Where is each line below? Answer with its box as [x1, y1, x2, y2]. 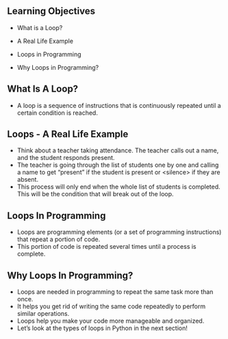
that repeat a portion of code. [16, 235, 101, 243]
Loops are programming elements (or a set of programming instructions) [16, 228, 222, 236]
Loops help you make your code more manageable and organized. [16, 317, 205, 325]
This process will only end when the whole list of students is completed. [16, 182, 220, 191]
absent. [16, 176, 39, 184]
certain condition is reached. [16, 109, 98, 117]
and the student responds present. [16, 154, 115, 162]
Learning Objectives [7, 5, 96, 17]
